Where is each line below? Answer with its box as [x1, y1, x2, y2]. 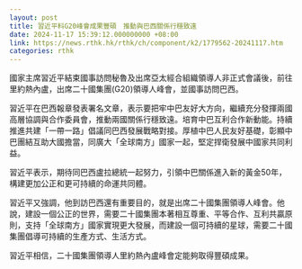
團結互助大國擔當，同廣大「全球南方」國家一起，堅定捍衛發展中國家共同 [16, 137, 285, 148]
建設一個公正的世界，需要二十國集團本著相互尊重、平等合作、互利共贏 [24, 209, 285, 220]
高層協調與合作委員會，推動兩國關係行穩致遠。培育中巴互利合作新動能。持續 [9, 114, 293, 125]
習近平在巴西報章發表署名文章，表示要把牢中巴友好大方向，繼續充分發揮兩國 [9, 103, 293, 113]
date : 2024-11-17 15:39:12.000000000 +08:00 [9, 30, 179, 39]
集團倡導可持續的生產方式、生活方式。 [9, 231, 151, 242]
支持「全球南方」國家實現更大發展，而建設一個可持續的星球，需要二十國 [24, 220, 293, 230]
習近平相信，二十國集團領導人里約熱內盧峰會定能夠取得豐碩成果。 [9, 250, 253, 261]
